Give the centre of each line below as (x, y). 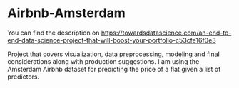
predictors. (24, 77)
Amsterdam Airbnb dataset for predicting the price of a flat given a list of (114, 69)
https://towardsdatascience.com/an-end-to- (166, 33)
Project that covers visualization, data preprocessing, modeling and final (113, 54)
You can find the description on (54, 33)
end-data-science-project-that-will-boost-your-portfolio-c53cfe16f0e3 (112, 40)
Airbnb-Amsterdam (67, 13)
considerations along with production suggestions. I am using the (103, 61)
